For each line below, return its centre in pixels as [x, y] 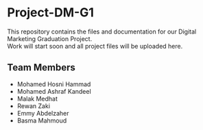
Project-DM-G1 [51, 13]
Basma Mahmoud [42, 120]
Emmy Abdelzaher [43, 113]
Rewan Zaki [33, 106]
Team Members [41, 67]
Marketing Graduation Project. [50, 38]
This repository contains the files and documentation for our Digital [102, 31]
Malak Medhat [37, 99]
